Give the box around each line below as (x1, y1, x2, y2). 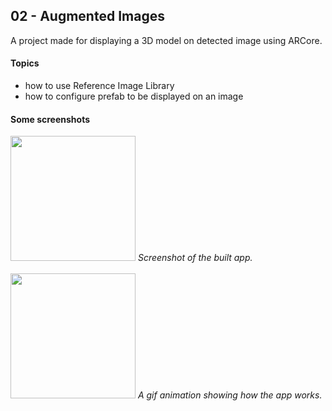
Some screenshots (10, 113, 91, 125)
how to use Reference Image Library (24, 80, 175, 92)
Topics (10, 57, 40, 69)
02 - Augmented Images (10, 8, 165, 25)
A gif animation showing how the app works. (137, 389, 323, 401)
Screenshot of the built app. (137, 252, 253, 264)
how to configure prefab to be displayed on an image (24, 90, 244, 103)
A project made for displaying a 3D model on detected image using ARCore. (10, 34, 323, 46)
